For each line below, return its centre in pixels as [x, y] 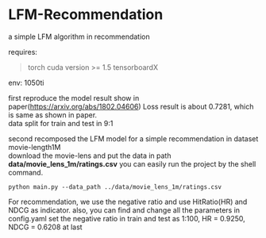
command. [26, 172]
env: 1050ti [26, 83]
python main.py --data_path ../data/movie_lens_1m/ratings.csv [115, 187]
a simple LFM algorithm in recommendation [79, 36]
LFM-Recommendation [86, 15]
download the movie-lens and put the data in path [90, 155]
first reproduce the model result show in [74, 98]
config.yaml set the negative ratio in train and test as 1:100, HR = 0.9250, [127, 218]
